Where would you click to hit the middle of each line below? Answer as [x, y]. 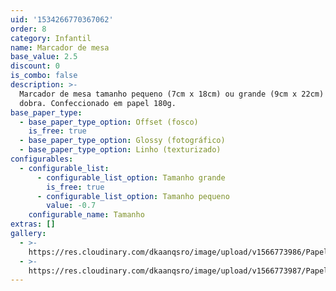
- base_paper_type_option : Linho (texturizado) [120, 150]
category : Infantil [51, 38]
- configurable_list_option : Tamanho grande [131, 177]
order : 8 [28, 29]
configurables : [42, 159]
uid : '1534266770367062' [62, 19]
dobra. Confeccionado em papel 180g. [98, 103]
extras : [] [33, 224]
